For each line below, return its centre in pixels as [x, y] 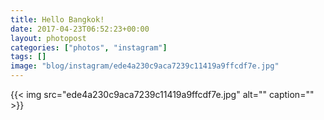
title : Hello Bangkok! [57, 19]
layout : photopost [48, 38]
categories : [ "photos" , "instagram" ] [89, 47]
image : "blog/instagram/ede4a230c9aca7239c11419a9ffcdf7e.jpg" [145, 66]
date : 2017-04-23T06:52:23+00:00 [80, 29]
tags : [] [28, 57]
